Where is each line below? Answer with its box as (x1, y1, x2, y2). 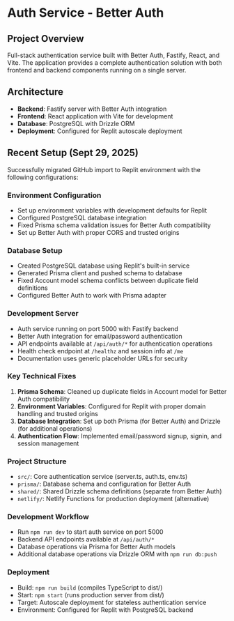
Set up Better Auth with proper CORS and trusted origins (17, 228, 180, 236)
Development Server (7, 309, 79, 319)
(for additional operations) (17, 424, 93, 433)
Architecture (7, 86, 64, 98)
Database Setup (7, 245, 63, 255)
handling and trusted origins (17, 409, 99, 417)
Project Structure (7, 457, 67, 466)
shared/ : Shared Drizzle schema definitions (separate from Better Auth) (17, 487, 222, 496)
